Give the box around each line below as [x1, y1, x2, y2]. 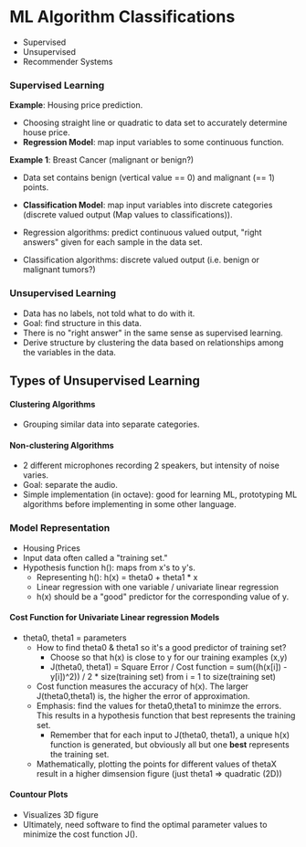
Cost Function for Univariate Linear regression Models [9, 612, 220, 623]
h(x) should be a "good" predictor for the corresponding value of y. [36, 591, 290, 602]
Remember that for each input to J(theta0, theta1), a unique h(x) [49, 729, 290, 740]
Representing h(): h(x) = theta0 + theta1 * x [36, 571, 198, 582]
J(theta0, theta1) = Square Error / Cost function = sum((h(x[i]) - [49, 661, 288, 672]
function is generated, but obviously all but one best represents [49, 738, 290, 750]
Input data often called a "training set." [22, 552, 168, 563]
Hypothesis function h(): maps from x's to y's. [22, 562, 196, 573]
